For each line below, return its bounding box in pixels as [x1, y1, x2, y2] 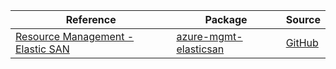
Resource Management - [15, 30, 135, 43]
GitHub [285, 36, 319, 49]
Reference [65, 13, 117, 26]
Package [204, 13, 248, 26]
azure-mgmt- [176, 30, 243, 43]
